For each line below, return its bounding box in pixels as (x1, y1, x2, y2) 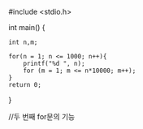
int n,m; (8, 38, 38, 46)
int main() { (8, 23, 46, 32)
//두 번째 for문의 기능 (8, 112, 76, 121)
